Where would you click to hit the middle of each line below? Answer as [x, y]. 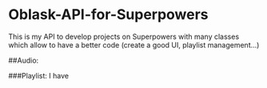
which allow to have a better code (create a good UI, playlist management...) [134, 44]
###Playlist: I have [39, 75]
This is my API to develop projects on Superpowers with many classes [124, 36]
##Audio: [24, 60]
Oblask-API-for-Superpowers [109, 15]
